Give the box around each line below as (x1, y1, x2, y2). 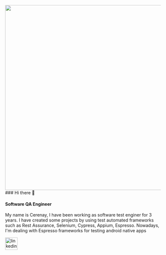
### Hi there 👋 (5, 190, 35, 195)
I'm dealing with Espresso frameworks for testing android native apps (5, 228, 147, 234)
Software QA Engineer (5, 201, 52, 207)
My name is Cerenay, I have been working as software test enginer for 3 (5, 212, 152, 218)
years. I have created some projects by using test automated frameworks (5, 217, 154, 223)
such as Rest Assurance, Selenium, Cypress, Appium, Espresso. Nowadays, (5, 222, 160, 228)
